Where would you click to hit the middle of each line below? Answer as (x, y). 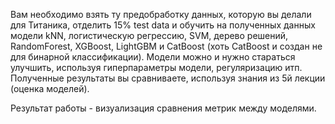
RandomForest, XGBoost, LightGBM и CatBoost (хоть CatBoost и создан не (166, 46)
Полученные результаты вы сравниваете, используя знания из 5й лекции (168, 78)
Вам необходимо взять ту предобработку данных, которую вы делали (161, 14)
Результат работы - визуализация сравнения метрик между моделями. (163, 108)
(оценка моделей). (50, 88)
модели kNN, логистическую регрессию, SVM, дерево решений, (149, 35)
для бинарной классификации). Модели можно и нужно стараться (153, 57)
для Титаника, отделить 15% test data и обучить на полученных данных (163, 25)
